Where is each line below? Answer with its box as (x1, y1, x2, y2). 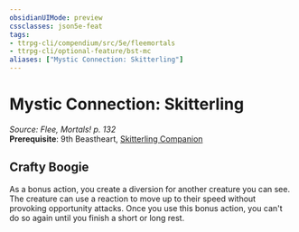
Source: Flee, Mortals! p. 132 (9, 124, 117, 135)
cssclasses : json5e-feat (9, 22, 103, 31)
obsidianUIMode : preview (9, 13, 103, 23)
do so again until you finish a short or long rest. (9, 212, 185, 223)
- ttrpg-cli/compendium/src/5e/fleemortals (9, 38, 176, 48)
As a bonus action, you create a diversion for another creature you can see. (9, 183, 291, 194)
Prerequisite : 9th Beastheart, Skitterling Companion (9, 133, 203, 144)
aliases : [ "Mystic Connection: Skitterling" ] (9, 55, 183, 64)
